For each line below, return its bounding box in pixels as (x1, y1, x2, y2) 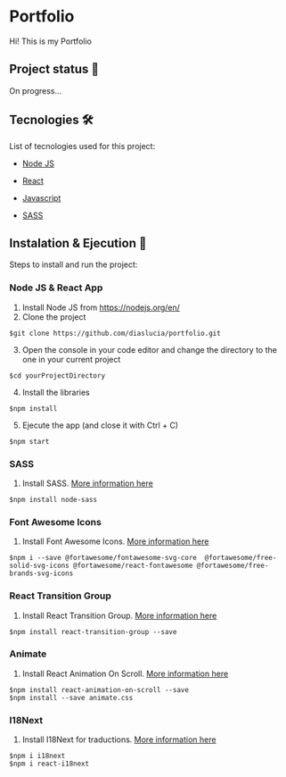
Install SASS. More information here (21, 478, 153, 489)
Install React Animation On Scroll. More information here (21, 668, 229, 679)
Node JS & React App (9, 281, 103, 294)
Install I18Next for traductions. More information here (21, 734, 217, 745)
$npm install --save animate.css (9, 693, 134, 702)
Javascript (21, 192, 61, 203)
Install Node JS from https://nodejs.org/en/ (21, 302, 181, 313)
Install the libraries (21, 387, 91, 397)
